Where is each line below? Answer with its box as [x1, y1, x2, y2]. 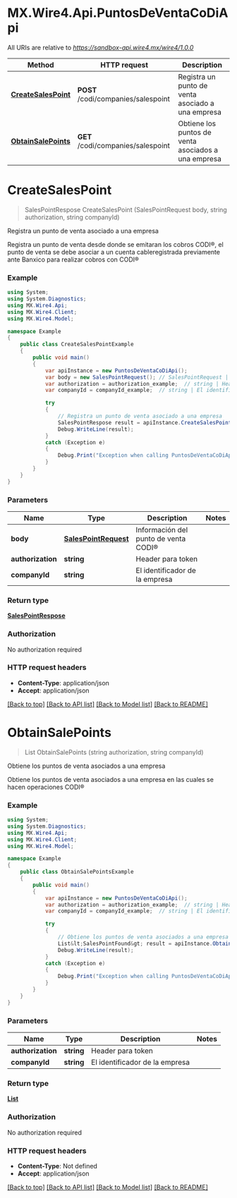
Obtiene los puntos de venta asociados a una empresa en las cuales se [7, 775, 214, 783]
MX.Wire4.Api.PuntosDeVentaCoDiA [7, 5, 229, 21]
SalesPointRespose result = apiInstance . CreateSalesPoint [57, 419, 232, 426]
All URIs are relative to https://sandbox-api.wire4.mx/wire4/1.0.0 [7, 43, 194, 51]
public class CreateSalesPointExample [20, 341, 134, 348]
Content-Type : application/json [17, 678, 109, 687]
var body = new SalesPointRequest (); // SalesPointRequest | [44, 374, 229, 381]
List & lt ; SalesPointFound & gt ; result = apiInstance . [57, 940, 213, 947]
